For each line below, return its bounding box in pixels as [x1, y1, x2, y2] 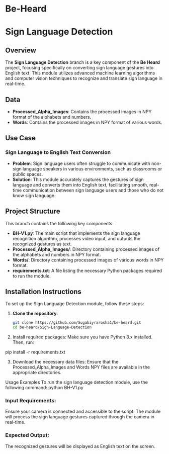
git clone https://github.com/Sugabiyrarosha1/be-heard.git [12, 320, 141, 325]
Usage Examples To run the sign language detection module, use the [5, 379, 148, 385]
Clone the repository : [12, 310, 58, 317]
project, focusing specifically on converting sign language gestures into [5, 65, 154, 71]
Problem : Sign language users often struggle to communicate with [12, 160, 151, 166]
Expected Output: [5, 432, 49, 439]
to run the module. [12, 273, 51, 279]
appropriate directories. [12, 370, 62, 376]
